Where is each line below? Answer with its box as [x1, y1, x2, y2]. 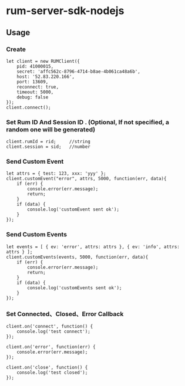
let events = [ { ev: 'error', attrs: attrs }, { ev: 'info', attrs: [6, 243, 180, 250]
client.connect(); [6, 104, 51, 110]
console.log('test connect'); [16, 329, 91, 335]
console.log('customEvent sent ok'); [27, 206, 119, 212]
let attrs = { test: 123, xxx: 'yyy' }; [6, 171, 107, 177]
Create [6, 45, 26, 53]
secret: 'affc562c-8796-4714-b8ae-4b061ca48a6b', [16, 69, 141, 75]
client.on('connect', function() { [6, 324, 93, 330]
